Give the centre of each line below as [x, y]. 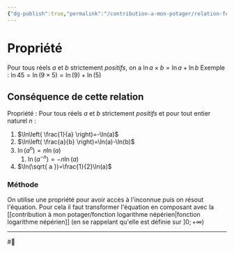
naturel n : [22, 121]
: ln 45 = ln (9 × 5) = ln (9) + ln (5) [54, 75]
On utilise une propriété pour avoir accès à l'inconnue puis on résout [106, 199]
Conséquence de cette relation [76, 97]
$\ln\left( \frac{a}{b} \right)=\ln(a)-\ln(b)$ [76, 142]
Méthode [23, 184]
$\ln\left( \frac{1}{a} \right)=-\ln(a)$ [68, 135]
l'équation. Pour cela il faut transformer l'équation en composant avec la [111, 207]
